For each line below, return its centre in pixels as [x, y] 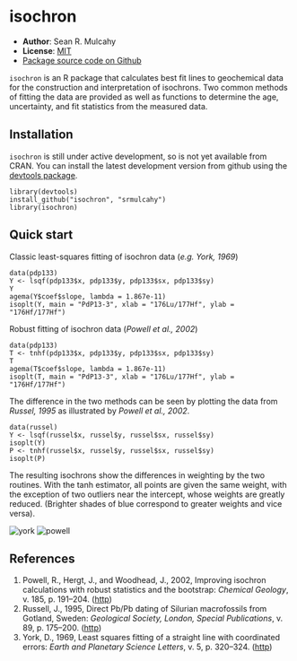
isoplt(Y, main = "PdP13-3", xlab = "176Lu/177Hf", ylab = [122, 304]
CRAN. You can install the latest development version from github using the [148, 165]
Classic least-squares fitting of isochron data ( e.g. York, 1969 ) [124, 257]
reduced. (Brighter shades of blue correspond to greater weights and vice [146, 503]
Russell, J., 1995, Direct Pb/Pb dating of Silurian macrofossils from [144, 609]
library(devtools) [44, 191]
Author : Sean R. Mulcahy [69, 41]
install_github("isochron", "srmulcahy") [88, 199]
